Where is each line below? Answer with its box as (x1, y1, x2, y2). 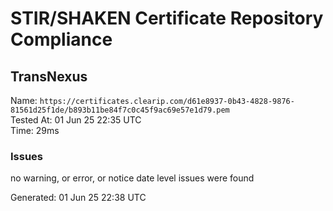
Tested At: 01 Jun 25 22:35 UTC (10, 114, 142, 126)
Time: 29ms (10, 125, 60, 136)
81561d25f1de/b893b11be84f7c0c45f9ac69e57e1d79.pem (10, 105, 230, 115)
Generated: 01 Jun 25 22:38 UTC (10, 192, 147, 204)
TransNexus (10, 68, 88, 85)
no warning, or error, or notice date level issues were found (10, 172, 255, 184)
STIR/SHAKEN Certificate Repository (10, 7, 324, 30)
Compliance (10, 28, 113, 51)
